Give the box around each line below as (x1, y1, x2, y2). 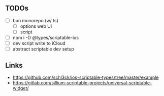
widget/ (12, 85, 29, 91)
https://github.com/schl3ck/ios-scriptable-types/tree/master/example (12, 74, 159, 80)
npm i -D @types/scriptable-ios (12, 35, 79, 40)
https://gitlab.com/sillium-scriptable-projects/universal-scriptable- (12, 80, 152, 85)
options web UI (20, 23, 52, 29)
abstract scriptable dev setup (12, 46, 75, 52)
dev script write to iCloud (12, 40, 66, 46)
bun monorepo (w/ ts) (12, 17, 58, 23)
